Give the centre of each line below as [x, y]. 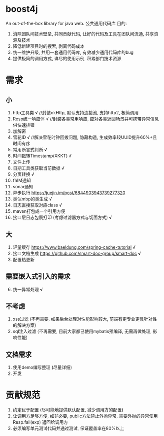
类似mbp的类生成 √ [32, 199]
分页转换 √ [23, 174]
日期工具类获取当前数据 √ [38, 168]
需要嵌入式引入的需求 [38, 277]
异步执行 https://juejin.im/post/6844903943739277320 [69, 193]
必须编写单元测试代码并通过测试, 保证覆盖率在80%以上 [68, 428]
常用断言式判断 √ [30, 149]
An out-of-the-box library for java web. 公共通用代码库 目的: [66, 23]
